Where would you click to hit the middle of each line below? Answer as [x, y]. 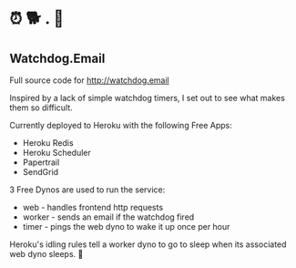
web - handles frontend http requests [93, 207]
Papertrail [41, 162]
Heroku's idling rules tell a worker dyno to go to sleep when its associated [148, 244]
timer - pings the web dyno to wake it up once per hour [126, 227]
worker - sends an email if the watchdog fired [108, 217]
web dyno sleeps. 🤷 [46, 254]
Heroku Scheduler [56, 153]
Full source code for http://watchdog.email [90, 80]
